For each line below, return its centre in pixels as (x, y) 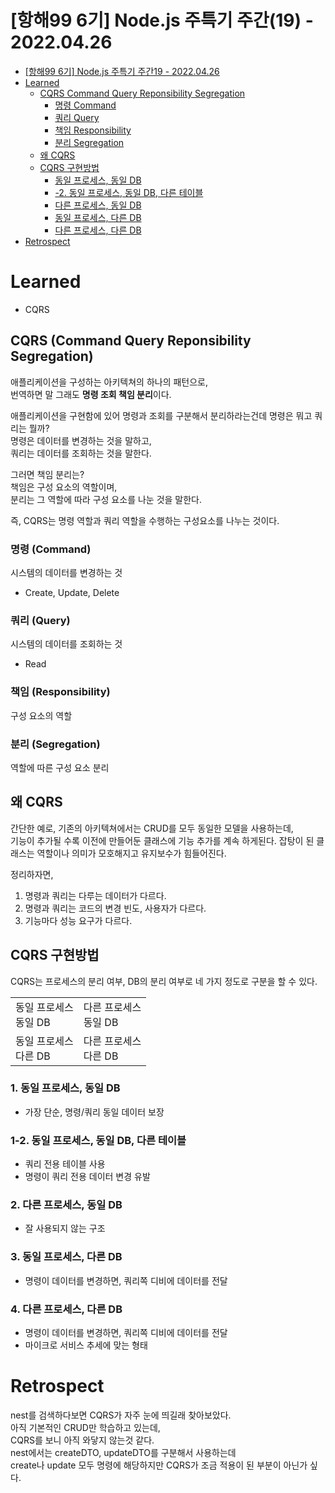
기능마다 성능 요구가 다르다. (78, 920)
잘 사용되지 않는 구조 (65, 1228)
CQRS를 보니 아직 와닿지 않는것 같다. (82, 1440)
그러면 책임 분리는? (47, 474)
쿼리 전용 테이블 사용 (65, 1164)
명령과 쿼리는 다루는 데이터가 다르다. (95, 895)
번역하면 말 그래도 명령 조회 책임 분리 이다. (91, 394)
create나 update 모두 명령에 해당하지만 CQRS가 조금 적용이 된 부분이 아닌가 (159, 1465)
